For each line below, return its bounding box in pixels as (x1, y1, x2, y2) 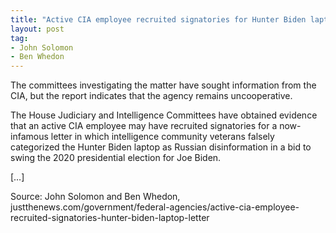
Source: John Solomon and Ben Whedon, (10, 191, 181, 203)
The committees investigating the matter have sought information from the (10, 79, 317, 91)
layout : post (10, 24, 65, 34)
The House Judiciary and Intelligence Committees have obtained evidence (10, 109, 318, 121)
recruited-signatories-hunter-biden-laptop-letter (10, 212, 210, 224)
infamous (10, 131, 49, 143)
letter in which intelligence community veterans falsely (50, 131, 275, 143)
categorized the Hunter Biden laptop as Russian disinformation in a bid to (10, 141, 312, 153)
